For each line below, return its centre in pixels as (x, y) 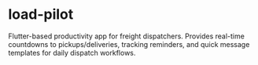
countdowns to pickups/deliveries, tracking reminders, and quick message (129, 44)
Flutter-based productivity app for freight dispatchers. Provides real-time (127, 36)
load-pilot (41, 14)
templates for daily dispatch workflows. (72, 52)
